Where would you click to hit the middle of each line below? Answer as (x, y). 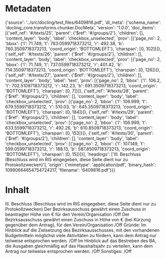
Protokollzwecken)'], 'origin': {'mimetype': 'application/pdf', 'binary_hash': (81, 165)
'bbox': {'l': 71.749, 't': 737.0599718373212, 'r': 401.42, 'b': (64, 65)
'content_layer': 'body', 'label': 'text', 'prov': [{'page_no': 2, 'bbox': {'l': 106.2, (83, 80)
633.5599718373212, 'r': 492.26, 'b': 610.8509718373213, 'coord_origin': (79, 128)
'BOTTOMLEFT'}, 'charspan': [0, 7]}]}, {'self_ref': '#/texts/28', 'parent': (77, 91)
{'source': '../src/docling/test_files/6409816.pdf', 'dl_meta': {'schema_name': (83, 22)
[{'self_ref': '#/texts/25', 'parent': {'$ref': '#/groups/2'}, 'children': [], (75, 33)
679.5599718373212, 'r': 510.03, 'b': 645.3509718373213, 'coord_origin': (79, 107)
